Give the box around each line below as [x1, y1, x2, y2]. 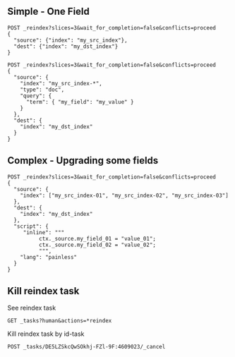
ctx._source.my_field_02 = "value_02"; [38, 241, 157, 248]
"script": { [13, 222, 49, 230]
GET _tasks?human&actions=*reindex [7, 317, 112, 325]
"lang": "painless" [20, 253, 78, 260]
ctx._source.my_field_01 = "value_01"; [38, 235, 157, 242]
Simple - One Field [7, 6, 90, 18]
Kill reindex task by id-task [7, 329, 85, 338]
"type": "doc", [20, 86, 65, 93]
